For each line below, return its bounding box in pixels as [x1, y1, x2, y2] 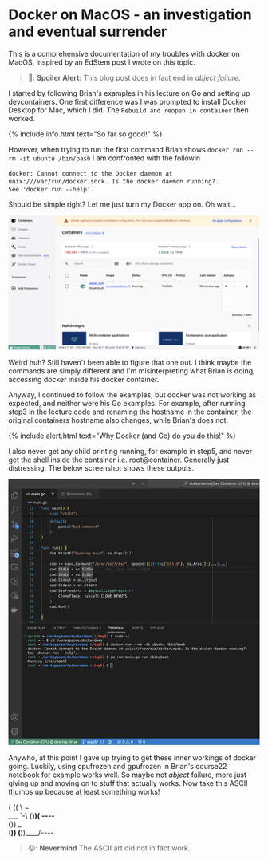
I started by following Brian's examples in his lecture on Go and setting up [8, 88, 250, 97]
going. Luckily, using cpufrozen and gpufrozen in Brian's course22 [8, 761, 227, 771]
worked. [8, 113, 36, 123]
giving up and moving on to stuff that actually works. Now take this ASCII [8, 778, 248, 787]
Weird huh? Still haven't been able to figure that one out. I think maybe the [8, 357, 252, 367]
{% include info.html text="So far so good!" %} [8, 129, 163, 139]
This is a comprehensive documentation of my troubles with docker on [8, 49, 241, 58]
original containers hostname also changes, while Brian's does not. [8, 415, 229, 424]
